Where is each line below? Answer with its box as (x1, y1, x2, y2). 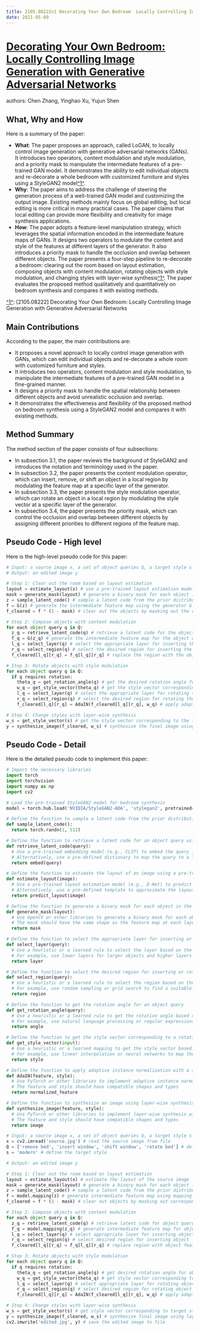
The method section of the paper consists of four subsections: (6, 445, 159, 452)
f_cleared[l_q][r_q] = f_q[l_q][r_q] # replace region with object (11, 1243, 182, 1248)
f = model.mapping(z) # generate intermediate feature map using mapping (6, 1193, 192, 1199)
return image (11, 1122, 44, 1128)
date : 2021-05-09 (6, 14, 49, 20)
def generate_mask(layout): (6, 909, 76, 915)
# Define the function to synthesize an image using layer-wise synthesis (6, 1100, 195, 1106)
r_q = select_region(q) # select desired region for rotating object (17, 1286, 192, 1292)
